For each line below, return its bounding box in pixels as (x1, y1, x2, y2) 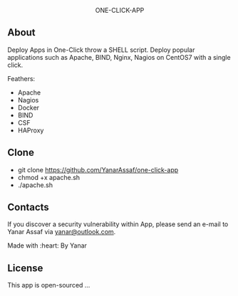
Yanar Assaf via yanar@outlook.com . (7, 228, 116, 236)
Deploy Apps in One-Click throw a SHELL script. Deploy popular (7, 46, 195, 54)
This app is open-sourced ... (7, 281, 90, 290)
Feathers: (7, 74, 36, 83)
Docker (17, 103, 40, 112)
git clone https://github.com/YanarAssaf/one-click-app (17, 165, 179, 174)
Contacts (7, 201, 50, 213)
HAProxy (17, 126, 44, 134)
